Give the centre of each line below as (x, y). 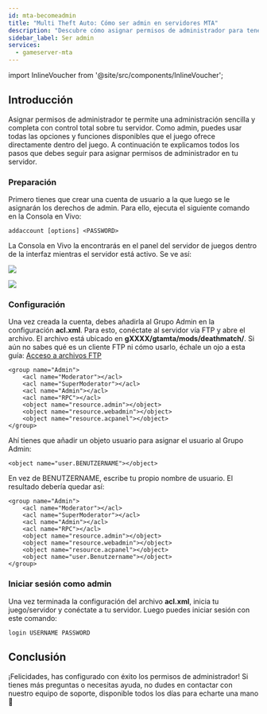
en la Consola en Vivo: (45, 216)
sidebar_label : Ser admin (51, 38)
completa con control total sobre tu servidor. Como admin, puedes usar (125, 127)
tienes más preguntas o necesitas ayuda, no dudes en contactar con (120, 685)
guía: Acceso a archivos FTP (55, 355)
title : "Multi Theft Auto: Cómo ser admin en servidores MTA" (113, 23)
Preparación (33, 182)
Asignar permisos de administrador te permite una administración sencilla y (132, 119)
